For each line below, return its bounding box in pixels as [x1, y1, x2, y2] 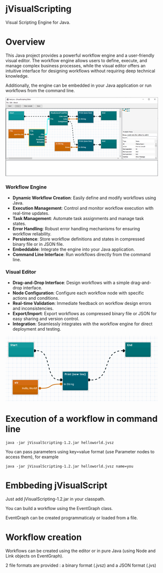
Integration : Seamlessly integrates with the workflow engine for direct [12, 321, 153, 327]
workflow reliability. [12, 231, 52, 237]
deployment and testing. [12, 326, 61, 332]
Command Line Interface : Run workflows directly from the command [12, 251, 151, 257]
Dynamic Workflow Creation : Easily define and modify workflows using [12, 195, 156, 201]
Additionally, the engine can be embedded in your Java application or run [5, 82, 152, 88]
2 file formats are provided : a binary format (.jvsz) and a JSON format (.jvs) [5, 562, 157, 568]
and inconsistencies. [12, 305, 54, 311]
